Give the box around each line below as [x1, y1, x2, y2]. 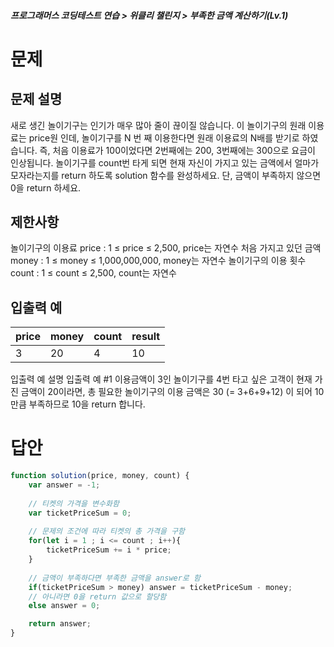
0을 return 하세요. [10, 181, 82, 194]
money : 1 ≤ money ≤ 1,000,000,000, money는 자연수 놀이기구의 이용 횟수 [10, 255, 307, 267]
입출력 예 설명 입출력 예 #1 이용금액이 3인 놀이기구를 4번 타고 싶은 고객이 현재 [10, 373, 313, 385]
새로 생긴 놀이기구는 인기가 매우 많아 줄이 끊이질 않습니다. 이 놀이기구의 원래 [10, 119, 307, 131]
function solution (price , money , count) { [10, 471, 190, 481]
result [131, 330, 161, 344]
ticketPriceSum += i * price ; [46, 545, 172, 555]
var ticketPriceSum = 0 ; [28, 508, 132, 518]
